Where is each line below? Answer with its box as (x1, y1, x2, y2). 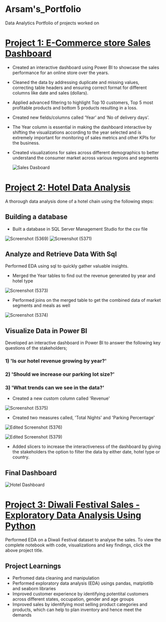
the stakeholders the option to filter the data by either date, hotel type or (12, 449, 160, 455)
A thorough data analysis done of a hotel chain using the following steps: (5, 198, 154, 204)
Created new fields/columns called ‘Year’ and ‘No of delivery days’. (12, 114, 150, 120)
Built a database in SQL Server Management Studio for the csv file (12, 226, 148, 232)
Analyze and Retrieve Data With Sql (5, 250, 117, 259)
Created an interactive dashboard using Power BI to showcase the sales (12, 64, 160, 70)
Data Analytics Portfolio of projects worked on (5, 20, 99, 26)
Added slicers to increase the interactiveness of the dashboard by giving (12, 444, 161, 449)
